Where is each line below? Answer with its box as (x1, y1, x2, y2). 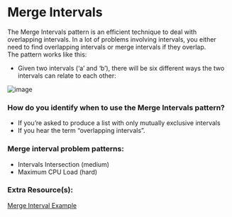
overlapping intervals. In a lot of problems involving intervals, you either (7, 35, 216, 43)
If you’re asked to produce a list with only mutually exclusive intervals (17, 119, 221, 127)
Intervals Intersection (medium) (17, 160, 110, 168)
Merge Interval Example (7, 201, 77, 209)
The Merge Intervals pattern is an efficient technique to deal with (7, 28, 197, 36)
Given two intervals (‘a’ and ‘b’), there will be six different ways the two (17, 64, 225, 72)
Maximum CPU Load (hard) (17, 168, 98, 176)
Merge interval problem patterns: (7, 144, 124, 154)
